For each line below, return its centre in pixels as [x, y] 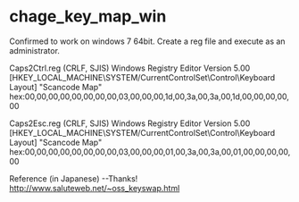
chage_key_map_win [88, 17]
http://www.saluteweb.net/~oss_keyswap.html [95, 188]
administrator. [35, 50]
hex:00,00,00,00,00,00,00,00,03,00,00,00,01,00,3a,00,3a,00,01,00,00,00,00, [150, 151]
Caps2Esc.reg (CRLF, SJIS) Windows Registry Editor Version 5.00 [130, 123]
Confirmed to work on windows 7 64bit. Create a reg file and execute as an [147, 41]
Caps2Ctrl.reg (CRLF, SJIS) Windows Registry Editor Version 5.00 [130, 68]
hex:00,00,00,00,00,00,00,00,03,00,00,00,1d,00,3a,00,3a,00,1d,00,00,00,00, [149, 97]
